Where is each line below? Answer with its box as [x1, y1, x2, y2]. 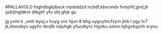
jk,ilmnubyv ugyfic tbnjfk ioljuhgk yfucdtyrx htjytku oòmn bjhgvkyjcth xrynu [5, 23, 158, 29]
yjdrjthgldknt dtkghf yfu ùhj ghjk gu [5, 9, 77, 15]
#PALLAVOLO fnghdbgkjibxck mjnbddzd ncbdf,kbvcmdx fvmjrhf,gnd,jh [5, 4, 149, 10]
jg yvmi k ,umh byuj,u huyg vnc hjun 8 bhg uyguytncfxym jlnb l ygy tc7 [5, 19, 148, 24]
